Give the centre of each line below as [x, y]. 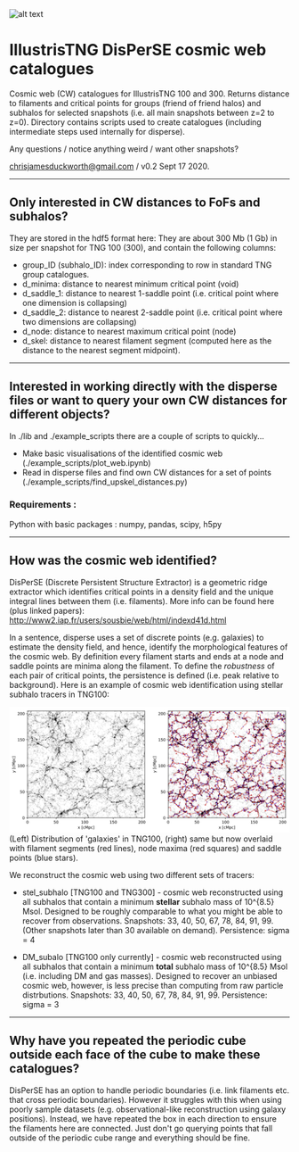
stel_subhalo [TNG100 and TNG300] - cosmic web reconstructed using [153, 892]
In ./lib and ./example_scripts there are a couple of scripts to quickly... [137, 435]
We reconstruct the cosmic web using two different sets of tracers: [132, 875]
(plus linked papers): [47, 610]
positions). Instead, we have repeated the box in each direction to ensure [143, 1118]
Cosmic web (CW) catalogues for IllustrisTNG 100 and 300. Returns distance [149, 94]
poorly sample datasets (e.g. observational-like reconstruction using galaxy [148, 1109]
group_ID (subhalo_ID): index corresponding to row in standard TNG [147, 265]
